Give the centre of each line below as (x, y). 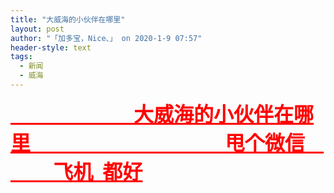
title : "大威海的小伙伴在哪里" (68, 19)
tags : (21, 57)
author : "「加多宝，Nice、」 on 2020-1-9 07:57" (106, 38)
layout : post (37, 29)
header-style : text (51, 47)
